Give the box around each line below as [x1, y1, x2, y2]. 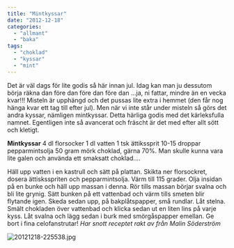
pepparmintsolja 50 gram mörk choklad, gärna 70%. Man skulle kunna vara [7, 146, 224, 155]
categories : [7, 23, 42, 30]
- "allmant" [13, 29, 49, 37]
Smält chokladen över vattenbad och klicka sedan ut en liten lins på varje [7, 204, 217, 212]
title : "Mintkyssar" [7, 10, 68, 17]
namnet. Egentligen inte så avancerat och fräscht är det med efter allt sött [7, 118, 219, 126]
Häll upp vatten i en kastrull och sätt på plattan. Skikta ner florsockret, [7, 167, 208, 176]
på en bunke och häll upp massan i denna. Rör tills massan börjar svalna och [7, 182, 227, 190]
